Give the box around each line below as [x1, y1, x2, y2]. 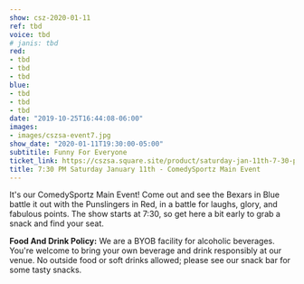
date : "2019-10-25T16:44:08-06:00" [9, 114, 144, 123]
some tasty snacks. [9, 264, 82, 276]
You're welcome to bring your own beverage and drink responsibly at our [9, 245, 282, 256]
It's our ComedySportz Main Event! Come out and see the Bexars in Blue [9, 189, 280, 200]
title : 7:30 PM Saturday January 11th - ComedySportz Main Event [9, 165, 261, 174]
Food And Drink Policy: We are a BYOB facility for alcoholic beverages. [9, 236, 275, 247]
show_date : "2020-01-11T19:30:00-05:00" [9, 139, 165, 148]
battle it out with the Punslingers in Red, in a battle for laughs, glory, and [9, 199, 278, 210]
